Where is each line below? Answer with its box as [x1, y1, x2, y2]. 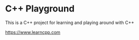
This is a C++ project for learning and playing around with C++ [5, 19, 134, 25]
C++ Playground [5, 3, 75, 14]
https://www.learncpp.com [5, 29, 61, 35]
